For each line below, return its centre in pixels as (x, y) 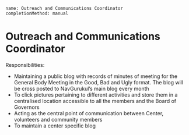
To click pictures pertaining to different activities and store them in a (96, 95)
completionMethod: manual (37, 13)
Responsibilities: (25, 65)
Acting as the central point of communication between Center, (89, 113)
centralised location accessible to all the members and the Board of (95, 101)
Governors (27, 107)
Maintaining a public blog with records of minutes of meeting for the (96, 76)
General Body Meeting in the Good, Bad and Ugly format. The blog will (99, 82)
